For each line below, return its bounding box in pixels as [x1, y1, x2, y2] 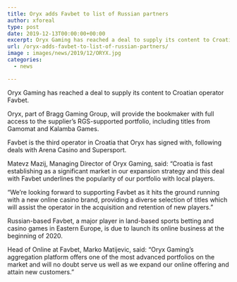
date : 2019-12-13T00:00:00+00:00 [7, 30, 106, 37]
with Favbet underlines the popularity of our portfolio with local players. [7, 174, 215, 183]
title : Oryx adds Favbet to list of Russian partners [7, 10, 169, 18]
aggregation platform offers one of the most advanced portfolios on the [7, 252, 215, 261]
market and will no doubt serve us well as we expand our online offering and [7, 260, 229, 269]
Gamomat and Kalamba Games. [7, 124, 99, 133]
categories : [7, 56, 42, 63]
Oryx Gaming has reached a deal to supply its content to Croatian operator [7, 88, 224, 97]
